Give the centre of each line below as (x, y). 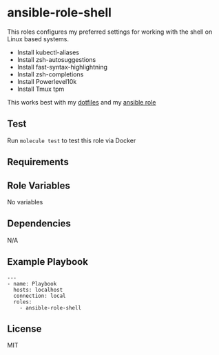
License (24, 329)
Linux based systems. (38, 39)
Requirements (38, 162)
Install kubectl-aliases (48, 52)
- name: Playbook (32, 283)
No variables (25, 202)
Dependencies (39, 224)
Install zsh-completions (50, 74)
